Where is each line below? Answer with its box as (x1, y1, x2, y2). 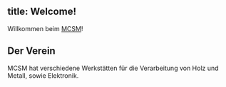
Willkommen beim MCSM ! (7, 24, 83, 33)
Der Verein (7, 45, 56, 57)
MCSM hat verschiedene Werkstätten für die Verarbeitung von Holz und (7, 64, 219, 72)
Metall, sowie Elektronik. (7, 71, 79, 80)
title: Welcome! (7, 6, 77, 18)
